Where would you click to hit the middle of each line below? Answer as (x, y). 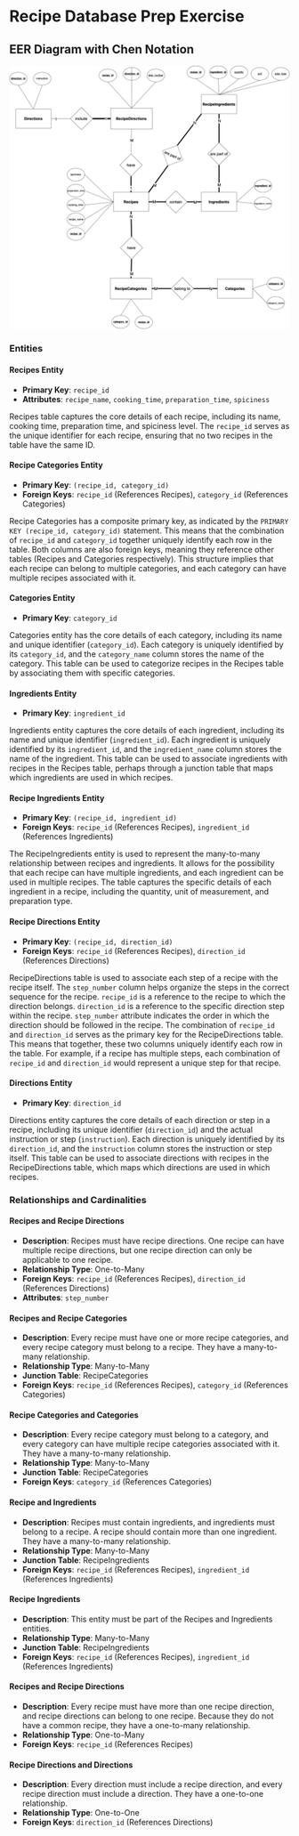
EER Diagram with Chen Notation (101, 49)
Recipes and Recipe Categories (68, 1318)
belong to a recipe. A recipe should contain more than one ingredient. (149, 1532)
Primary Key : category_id (69, 618)
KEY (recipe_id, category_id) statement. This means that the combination (147, 530)
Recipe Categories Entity (57, 465)
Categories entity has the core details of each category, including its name (146, 635)
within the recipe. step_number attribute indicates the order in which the (139, 1015)
